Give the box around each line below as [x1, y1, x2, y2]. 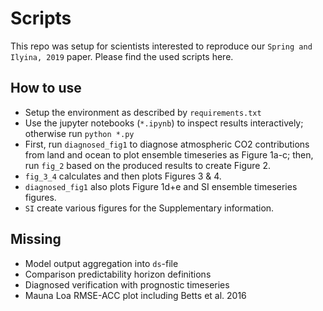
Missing [10, 231, 62, 248]
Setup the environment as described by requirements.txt [24, 106, 262, 118]
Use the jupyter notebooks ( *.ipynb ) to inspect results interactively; [24, 117, 304, 129]
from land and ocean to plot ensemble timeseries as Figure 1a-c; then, [24, 148, 314, 161]
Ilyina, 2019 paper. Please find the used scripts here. [10, 50, 234, 62]
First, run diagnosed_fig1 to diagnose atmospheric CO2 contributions [24, 138, 310, 150]
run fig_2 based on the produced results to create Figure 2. [24, 159, 271, 171]
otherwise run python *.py [24, 127, 135, 139]
